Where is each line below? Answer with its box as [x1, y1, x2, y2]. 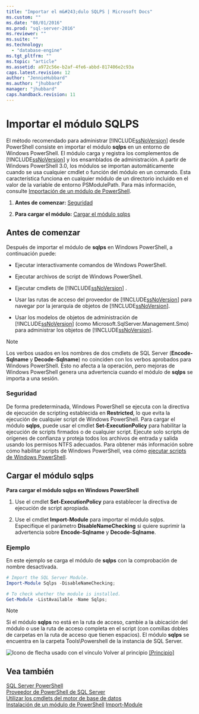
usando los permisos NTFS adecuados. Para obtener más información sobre [6, 441, 194, 448]
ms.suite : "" [6, 36, 39, 42]
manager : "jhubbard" [6, 86, 58, 92]
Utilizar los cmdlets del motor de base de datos [6, 695, 122, 702]
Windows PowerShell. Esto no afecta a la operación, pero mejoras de [6, 362, 175, 369]
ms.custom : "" [6, 14, 42, 20]
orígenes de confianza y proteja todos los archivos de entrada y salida [6, 435, 178, 442]
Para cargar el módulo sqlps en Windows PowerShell [6, 486, 139, 493]
